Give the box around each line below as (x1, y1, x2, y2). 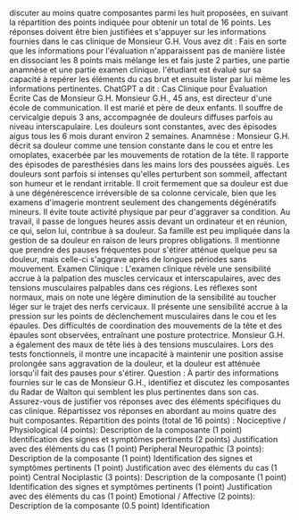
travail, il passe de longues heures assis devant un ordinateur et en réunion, (9, 216, 287, 227)
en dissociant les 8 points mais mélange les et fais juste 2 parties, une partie (9, 55, 290, 65)
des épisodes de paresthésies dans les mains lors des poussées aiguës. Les (9, 160, 290, 169)
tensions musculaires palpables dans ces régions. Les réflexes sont (9, 283, 258, 293)
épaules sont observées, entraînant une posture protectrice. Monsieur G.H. (9, 330, 286, 340)
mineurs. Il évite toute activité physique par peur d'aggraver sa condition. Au (9, 207, 291, 217)
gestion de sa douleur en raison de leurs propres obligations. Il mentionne (9, 235, 280, 245)
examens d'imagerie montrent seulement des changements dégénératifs (9, 197, 277, 208)
